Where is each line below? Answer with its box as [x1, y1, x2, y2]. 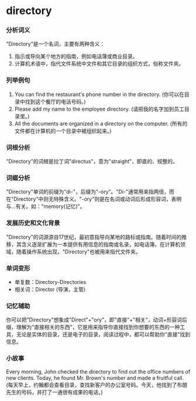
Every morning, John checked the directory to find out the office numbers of [6, 368, 191, 375]
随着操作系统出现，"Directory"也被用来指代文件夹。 [16, 248, 141, 255]
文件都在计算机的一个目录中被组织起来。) [14, 127, 112, 134]
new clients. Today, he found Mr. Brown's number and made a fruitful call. [6, 374, 184, 381]
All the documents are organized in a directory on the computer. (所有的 [14, 120, 188, 127]
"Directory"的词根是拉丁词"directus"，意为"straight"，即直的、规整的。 [6, 158, 178, 165]
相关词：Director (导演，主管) [14, 286, 86, 293]
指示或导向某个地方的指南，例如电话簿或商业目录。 [14, 53, 138, 60]
